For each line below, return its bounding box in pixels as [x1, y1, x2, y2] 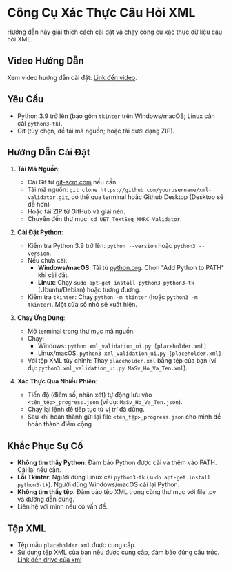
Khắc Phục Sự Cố [7, 440, 83, 452]
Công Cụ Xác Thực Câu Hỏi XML [7, 5, 196, 21]
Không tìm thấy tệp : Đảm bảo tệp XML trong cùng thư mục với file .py [17, 488, 217, 496]
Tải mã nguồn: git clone [27, 185, 98, 194]
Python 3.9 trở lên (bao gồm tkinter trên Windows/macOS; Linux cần [17, 112, 215, 120]
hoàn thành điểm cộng [27, 420, 92, 428]
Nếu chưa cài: [27, 256, 68, 265]
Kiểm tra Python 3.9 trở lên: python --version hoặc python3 [27, 242, 196, 250]
